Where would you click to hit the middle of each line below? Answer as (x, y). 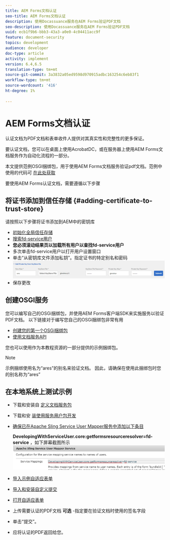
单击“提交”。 (26, 521)
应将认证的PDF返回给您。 (39, 532)
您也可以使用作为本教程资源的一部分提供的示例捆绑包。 (63, 347)
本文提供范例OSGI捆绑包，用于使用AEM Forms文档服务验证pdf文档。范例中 (84, 166)
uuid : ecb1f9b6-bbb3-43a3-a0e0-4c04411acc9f (53, 32)
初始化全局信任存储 (33, 232)
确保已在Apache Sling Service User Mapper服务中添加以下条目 (78, 426)
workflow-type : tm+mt (28, 80)
